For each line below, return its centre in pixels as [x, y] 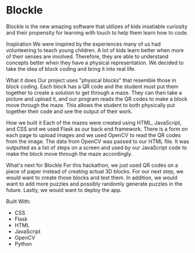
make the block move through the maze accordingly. [69, 153]
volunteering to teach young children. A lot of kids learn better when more [95, 50]
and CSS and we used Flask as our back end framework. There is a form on [97, 129]
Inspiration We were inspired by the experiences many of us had [83, 44]
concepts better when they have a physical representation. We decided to [95, 63]
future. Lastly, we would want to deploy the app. [64, 190]
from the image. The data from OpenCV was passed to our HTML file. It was [98, 141]
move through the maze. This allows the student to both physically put [90, 105]
